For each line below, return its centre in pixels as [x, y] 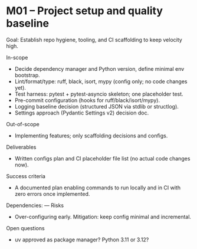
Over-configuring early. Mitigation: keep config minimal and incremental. [103, 217]
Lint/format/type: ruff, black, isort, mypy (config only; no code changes [101, 81]
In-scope [17, 57]
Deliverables [21, 147]
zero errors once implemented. [52, 194]
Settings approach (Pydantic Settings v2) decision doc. [82, 113]
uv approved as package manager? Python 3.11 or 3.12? [82, 240]
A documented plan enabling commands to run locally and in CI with [98, 188]
